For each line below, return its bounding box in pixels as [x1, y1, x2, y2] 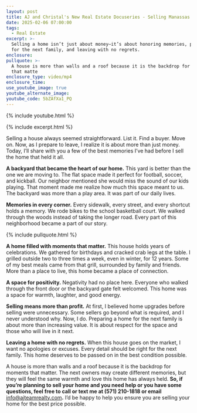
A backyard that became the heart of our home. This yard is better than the [6, 165, 191, 172]
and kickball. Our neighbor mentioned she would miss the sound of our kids [6, 177, 189, 184]
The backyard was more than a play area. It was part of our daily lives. [6, 189, 176, 197]
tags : [6, 25, 19, 31]
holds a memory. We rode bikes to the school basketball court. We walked [6, 207, 185, 214]
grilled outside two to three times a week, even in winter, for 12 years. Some [6, 255, 189, 262]
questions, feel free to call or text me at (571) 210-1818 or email [6, 388, 162, 395]
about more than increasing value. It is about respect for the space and [6, 321, 178, 329]
